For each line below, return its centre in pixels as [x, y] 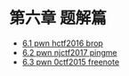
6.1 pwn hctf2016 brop [63, 43]
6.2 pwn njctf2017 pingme [69, 52]
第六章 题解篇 [58, 18]
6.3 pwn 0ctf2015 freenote [71, 62]
